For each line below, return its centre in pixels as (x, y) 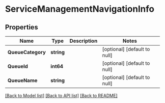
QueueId (18, 66)
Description (83, 41)
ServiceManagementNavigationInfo (80, 9)
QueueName (23, 80)
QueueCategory (27, 52)
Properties (22, 27)
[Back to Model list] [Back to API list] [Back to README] (61, 96)
